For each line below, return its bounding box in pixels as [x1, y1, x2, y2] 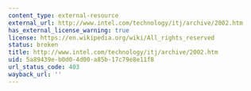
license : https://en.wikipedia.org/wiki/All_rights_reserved [8, 33, 215, 42]
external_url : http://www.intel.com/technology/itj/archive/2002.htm [8, 19, 244, 27]
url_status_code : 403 [8, 63, 80, 71]
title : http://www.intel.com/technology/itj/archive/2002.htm [8, 48, 218, 56]
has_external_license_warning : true [8, 26, 129, 34]
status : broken [8, 41, 59, 49]
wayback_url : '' [8, 70, 62, 78]
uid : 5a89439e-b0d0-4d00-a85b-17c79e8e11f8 [8, 56, 155, 64]
